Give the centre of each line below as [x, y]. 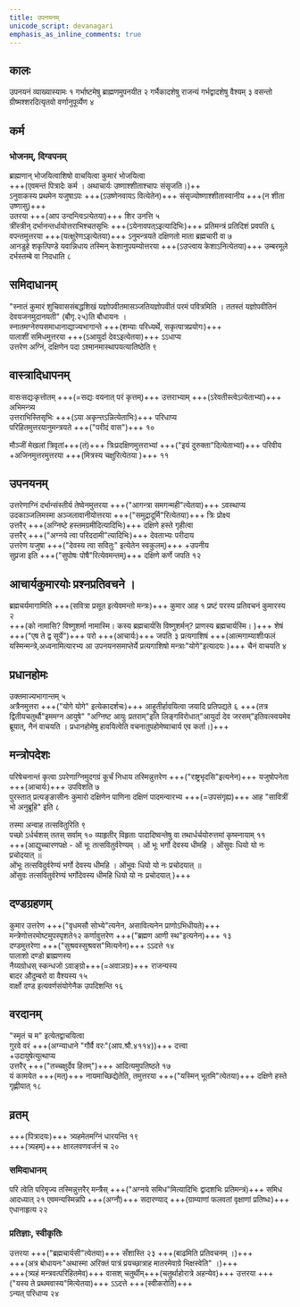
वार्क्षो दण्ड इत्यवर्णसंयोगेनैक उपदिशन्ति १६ [67, 986]
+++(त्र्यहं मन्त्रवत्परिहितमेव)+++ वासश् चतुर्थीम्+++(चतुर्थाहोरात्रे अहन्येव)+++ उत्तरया [133, 1273]
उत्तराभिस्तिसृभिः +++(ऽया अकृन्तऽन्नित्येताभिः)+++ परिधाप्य [93, 417]
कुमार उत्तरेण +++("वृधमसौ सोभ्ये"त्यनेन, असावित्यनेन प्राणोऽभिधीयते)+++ [115, 925]
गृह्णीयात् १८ [25, 1086]
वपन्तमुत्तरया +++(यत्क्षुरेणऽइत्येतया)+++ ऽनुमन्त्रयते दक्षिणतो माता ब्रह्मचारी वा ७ [121, 236]
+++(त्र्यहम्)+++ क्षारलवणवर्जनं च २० [64, 1147]
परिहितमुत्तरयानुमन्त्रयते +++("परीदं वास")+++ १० [82, 427]
